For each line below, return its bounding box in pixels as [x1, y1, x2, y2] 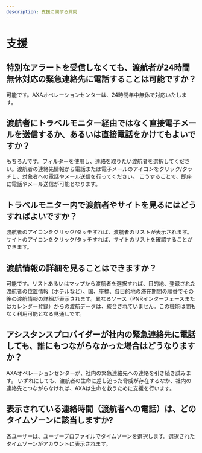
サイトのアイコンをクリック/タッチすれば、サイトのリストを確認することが [6, 236, 193, 243]
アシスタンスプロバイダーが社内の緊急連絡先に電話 [6, 330, 196, 340]
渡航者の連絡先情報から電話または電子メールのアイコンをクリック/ [16, 165, 183, 173]
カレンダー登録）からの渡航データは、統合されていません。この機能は [11, 303, 186, 310]
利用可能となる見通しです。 [16, 310, 85, 318]
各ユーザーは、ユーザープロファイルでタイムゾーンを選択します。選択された [6, 432, 195, 440]
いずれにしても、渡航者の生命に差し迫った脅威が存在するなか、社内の [17, 377, 192, 384]
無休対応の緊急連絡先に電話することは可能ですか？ [6, 74, 197, 85]
